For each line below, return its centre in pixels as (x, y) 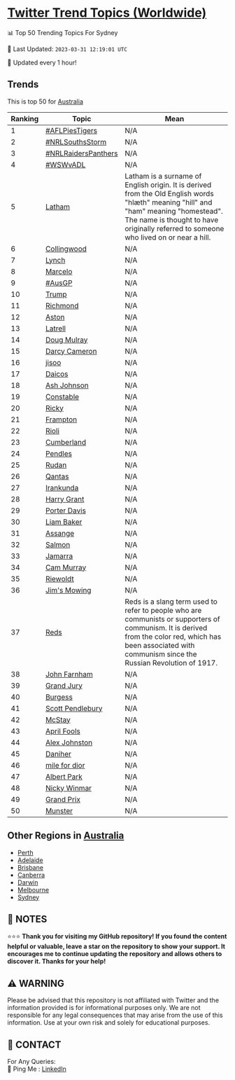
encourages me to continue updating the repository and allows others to (115, 954)
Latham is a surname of (163, 176)
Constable (62, 396)
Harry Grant (65, 499)
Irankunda (62, 487)
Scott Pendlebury (74, 708)
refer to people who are (163, 610)
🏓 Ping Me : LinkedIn (37, 1069)
